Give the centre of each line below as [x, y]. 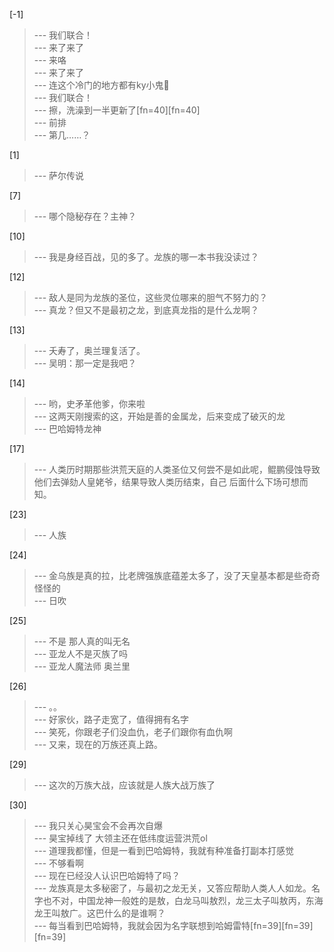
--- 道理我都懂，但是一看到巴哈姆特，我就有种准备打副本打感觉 [164, 850]
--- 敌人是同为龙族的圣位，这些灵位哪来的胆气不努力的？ [151, 297]
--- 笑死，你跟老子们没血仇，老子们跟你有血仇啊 [133, 732]
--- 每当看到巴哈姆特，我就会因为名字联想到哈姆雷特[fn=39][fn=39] [173, 925]
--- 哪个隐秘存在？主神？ [85, 216]
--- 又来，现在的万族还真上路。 [98, 744]
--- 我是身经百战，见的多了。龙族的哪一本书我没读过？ [146, 257]
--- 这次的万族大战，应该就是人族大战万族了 [124, 785]
